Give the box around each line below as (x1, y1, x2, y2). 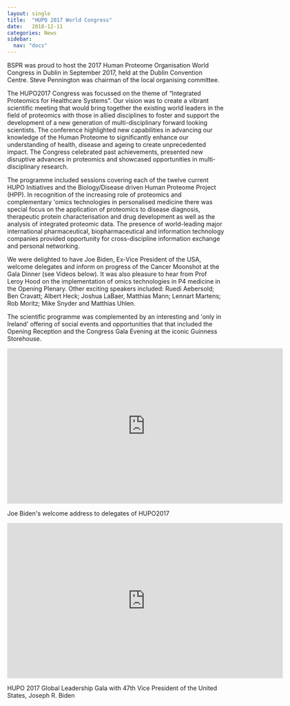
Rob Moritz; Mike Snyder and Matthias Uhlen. (7, 300, 136, 307)
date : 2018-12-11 (7, 23, 63, 30)
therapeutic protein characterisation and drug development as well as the (7, 213, 216, 221)
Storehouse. (7, 335, 42, 342)
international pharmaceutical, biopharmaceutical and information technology (7, 227, 225, 235)
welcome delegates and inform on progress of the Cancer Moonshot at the (7, 263, 220, 271)
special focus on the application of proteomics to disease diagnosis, (7, 205, 200, 213)
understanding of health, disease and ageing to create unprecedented (7, 141, 207, 148)
